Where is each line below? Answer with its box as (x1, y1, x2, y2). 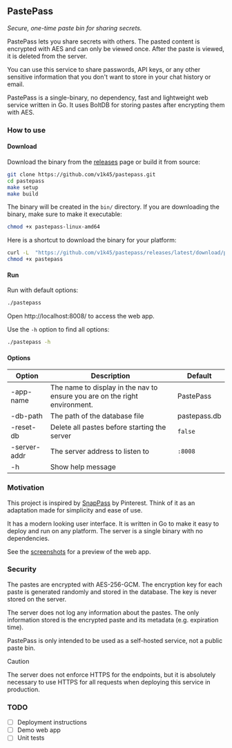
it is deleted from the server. (7, 52, 88, 60)
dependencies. (7, 534, 50, 542)
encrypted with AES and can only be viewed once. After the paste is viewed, (7, 44, 224, 52)
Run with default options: (7, 286, 79, 294)
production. (7, 685, 40, 693)
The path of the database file (50, 411, 144, 421)
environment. (50, 400, 93, 410)
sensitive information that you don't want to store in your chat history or (7, 73, 211, 81)
